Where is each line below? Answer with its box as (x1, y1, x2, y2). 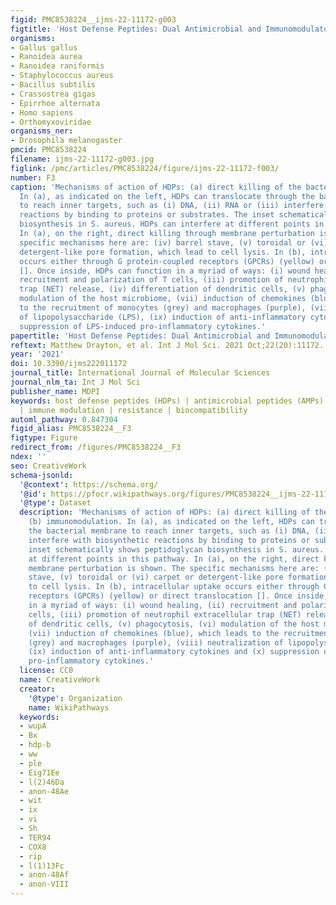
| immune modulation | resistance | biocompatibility (19, 405, 248, 415)
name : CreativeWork (19, 675, 101, 685)
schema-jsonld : (10, 470, 74, 480)
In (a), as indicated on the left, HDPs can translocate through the (19, 191, 315, 201)
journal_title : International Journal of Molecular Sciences (10, 368, 271, 378)
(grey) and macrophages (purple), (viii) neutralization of (28, 637, 284, 648)
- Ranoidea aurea (10, 52, 83, 62)
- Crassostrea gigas (10, 89, 97, 99)
